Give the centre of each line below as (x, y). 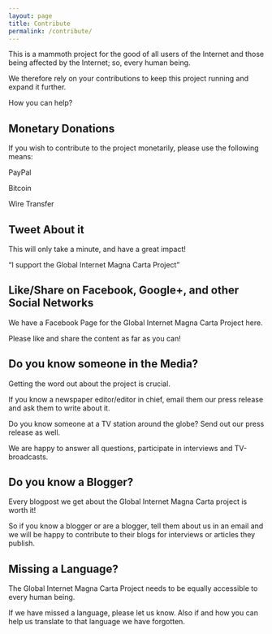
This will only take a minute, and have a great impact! (97, 249)
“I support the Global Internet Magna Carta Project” (94, 265)
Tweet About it (46, 230)
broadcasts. (28, 457)
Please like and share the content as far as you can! (95, 338)
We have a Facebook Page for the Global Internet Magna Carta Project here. (136, 323)
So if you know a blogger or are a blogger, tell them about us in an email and (136, 526)
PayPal (20, 172)
